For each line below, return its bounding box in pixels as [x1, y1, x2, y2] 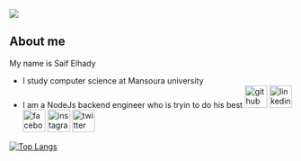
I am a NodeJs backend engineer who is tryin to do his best [22, 99, 243, 110]
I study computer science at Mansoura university [22, 75, 204, 85]
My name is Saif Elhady [9, 58, 96, 68]
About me [9, 34, 66, 49]
